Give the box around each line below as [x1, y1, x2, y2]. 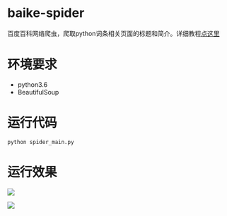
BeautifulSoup [17, 88, 59, 96]
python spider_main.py [7, 138, 74, 145]
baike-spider [7, 5, 85, 21]
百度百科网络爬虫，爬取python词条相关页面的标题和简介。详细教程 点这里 [7, 29, 220, 37]
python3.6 [17, 80, 48, 89]
